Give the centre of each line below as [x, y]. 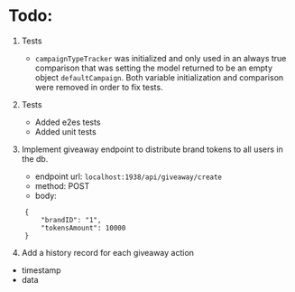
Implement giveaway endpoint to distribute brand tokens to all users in [152, 149]
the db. [35, 158]
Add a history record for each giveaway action [108, 252]
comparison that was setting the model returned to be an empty [153, 68]
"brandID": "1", [71, 220]
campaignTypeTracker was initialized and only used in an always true [161, 58]
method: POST [62, 185]
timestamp [41, 270]
